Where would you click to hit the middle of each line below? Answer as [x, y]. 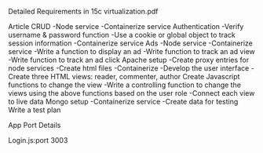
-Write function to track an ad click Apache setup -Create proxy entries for [129, 60]
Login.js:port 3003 [38, 140]
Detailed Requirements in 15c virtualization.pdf [83, 11]
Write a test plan [35, 110]
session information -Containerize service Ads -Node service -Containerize [130, 43]
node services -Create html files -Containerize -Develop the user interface [129, 68]
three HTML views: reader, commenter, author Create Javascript [135, 76]
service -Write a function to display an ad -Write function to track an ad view [131, 51]
